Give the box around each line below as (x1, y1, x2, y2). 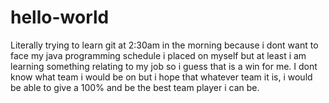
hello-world (10, 6, 110, 29)
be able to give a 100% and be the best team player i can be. (10, 81, 260, 93)
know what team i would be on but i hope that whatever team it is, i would (10, 71, 313, 83)
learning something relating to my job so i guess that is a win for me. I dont (10, 60, 318, 72)
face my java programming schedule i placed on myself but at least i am (10, 49, 307, 61)
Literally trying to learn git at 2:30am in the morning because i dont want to (10, 39, 319, 51)
